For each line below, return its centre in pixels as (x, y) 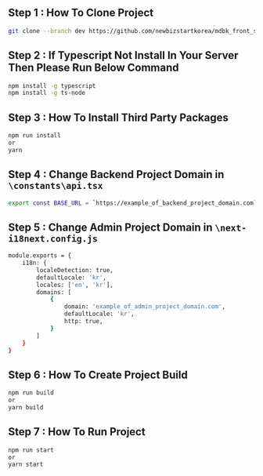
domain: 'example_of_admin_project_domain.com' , (144, 307)
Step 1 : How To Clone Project (81, 13)
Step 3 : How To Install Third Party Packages (118, 117)
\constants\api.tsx (56, 186)
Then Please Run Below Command (94, 68)
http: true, (83, 322)
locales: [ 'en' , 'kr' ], (75, 285)
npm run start (31, 450)
